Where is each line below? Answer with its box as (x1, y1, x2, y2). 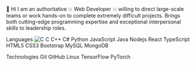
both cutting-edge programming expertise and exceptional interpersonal (6, 18, 181, 25)
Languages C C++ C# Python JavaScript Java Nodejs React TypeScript (6, 36, 190, 43)
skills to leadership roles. (6, 25, 66, 32)
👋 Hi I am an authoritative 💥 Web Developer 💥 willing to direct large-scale (6, 6, 184, 12)
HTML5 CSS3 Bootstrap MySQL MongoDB (6, 42, 109, 49)
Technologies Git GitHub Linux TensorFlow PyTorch (6, 53, 131, 60)
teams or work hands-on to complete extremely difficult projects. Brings (6, 12, 181, 19)
